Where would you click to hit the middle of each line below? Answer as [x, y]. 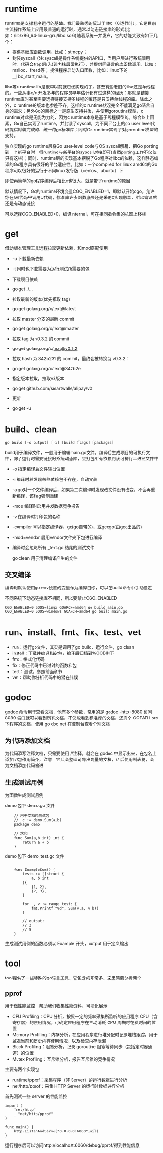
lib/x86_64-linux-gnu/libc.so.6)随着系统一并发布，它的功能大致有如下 [84, 35]
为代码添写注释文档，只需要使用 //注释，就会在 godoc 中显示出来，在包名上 [81, 753]
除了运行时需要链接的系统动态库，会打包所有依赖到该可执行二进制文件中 [86, 458]
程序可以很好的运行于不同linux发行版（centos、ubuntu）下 [64, 170]
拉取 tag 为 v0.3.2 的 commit [41, 339]
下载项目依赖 [25, 279]
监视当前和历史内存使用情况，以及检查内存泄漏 [59, 1041]
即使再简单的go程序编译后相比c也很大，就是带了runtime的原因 [68, 181]
